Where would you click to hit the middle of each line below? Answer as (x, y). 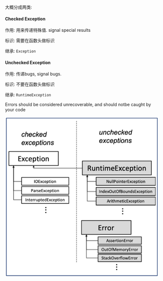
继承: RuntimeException (28, 95)
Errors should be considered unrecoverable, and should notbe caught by (78, 105)
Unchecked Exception (28, 62)
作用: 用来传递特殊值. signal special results (48, 30)
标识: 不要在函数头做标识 (30, 84)
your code (15, 110)
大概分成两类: (19, 7)
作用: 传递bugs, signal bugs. (33, 74)
